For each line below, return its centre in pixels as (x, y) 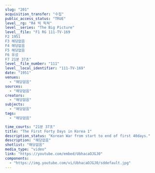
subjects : (15, 104)
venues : (13, 77)
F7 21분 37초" (18, 59)
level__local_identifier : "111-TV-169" (45, 69)
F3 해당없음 (15, 41)
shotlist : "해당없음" (25, 145)
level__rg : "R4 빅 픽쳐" (29, 23)
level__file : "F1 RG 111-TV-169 (38, 32)
